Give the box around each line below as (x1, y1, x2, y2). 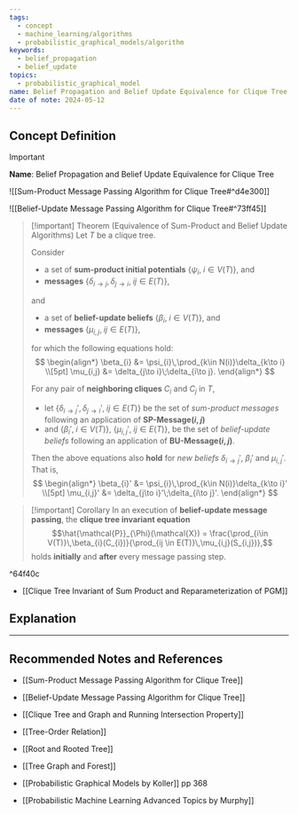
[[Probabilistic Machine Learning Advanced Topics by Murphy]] (21, 795, 255, 806)
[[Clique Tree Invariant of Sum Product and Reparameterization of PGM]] (21, 585, 288, 596)
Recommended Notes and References (9, 651, 223, 666)
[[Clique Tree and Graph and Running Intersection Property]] (21, 709, 244, 720)
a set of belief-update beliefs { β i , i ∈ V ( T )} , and (43, 312, 221, 325)
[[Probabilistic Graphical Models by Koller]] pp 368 (21, 778, 208, 789)
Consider (30, 247, 65, 258)
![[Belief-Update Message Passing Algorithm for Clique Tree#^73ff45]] (9, 203, 267, 214)
